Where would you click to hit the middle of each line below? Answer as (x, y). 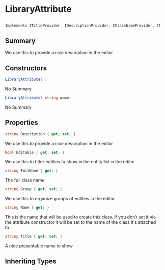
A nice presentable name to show (39, 246)
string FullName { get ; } (31, 171)
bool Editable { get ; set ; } (35, 152)
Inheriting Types (31, 261)
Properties (22, 123)
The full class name (25, 180)
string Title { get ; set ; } (34, 237)
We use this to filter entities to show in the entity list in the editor (70, 162)
